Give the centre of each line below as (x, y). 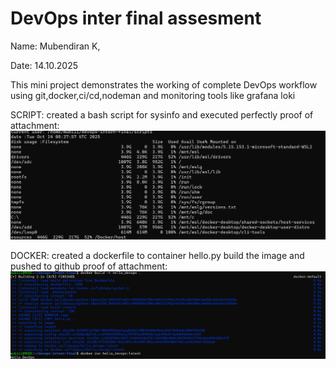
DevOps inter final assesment (136, 18)
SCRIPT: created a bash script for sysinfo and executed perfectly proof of (162, 114)
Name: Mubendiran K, (55, 46)
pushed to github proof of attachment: (89, 266)
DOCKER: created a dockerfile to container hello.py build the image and (157, 255)
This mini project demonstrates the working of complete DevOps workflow (164, 84)
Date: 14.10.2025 (44, 65)
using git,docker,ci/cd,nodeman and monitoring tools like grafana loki (153, 95)
